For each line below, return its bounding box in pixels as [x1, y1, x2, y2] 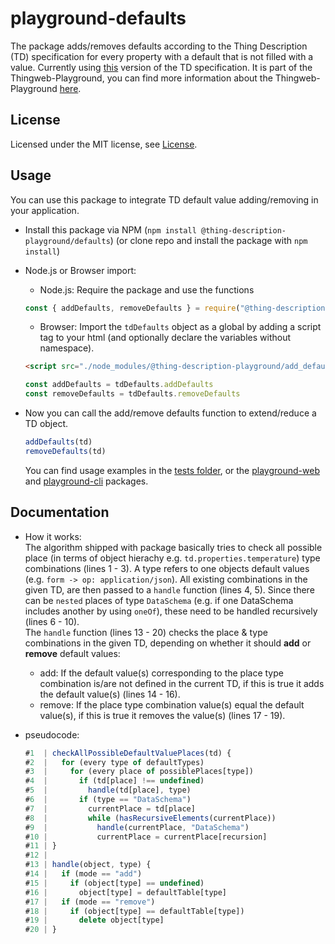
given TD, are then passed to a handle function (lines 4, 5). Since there [24, 583, 315, 596]
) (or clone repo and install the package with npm [109, 234, 308, 246]
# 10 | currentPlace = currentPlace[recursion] [24, 832, 268, 842]
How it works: [24, 530, 82, 542]
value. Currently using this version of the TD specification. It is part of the [10, 61, 313, 73]
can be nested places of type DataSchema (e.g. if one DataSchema [24, 594, 294, 606]
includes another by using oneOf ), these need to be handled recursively [24, 605, 318, 617]
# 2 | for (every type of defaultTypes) [24, 757, 205, 767]
